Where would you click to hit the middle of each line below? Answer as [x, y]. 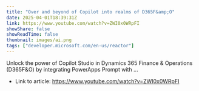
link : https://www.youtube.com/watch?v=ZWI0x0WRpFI [73, 23]
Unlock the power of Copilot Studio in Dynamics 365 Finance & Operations [99, 63]
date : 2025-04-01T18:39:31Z [42, 18]
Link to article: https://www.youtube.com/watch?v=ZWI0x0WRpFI [97, 81]
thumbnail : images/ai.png [39, 40]
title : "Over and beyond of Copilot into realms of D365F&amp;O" [90, 12]
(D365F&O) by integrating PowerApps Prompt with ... [72, 69]
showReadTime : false [32, 35]
